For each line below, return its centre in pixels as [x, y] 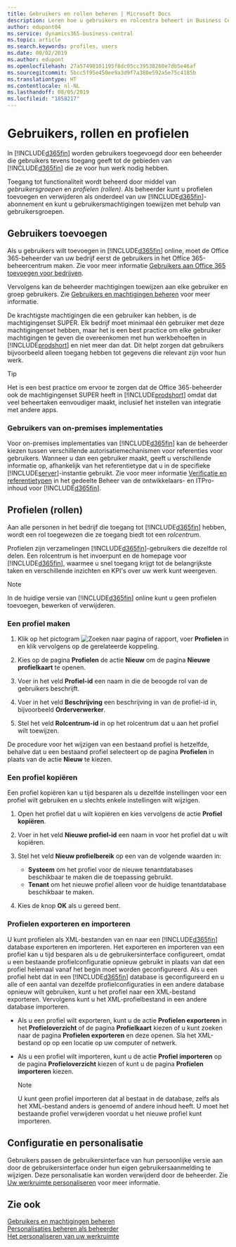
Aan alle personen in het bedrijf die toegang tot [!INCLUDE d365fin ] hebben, [117, 527]
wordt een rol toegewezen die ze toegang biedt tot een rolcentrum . [104, 535]
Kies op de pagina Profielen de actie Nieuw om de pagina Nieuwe [114, 660]
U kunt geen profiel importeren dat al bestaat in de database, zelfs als [118, 1099]
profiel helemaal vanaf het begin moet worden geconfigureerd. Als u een [112, 969]
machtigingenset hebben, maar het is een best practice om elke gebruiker [114, 330]
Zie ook [24, 1204]
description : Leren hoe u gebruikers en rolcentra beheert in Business [114, 20]
